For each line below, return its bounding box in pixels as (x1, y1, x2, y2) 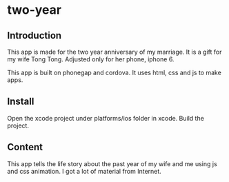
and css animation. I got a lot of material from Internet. (7, 167, 162, 175)
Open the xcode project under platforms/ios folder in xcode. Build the (7, 114, 205, 122)
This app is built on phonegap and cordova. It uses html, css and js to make (7, 68, 222, 77)
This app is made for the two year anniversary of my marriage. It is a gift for (7, 48, 222, 56)
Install (7, 96, 34, 108)
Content (7, 141, 43, 153)
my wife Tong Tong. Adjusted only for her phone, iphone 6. (7, 55, 175, 63)
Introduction (7, 30, 62, 41)
